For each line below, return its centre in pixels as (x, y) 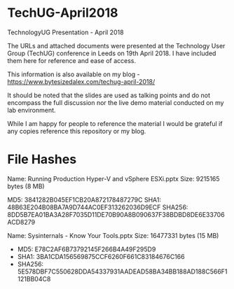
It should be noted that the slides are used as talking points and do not (109, 95)
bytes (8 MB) (26, 186)
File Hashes (42, 160)
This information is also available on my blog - (74, 74)
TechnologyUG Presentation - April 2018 (66, 32)
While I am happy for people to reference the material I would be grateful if (115, 123)
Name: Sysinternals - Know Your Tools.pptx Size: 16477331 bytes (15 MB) (113, 235)
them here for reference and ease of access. (72, 60)
